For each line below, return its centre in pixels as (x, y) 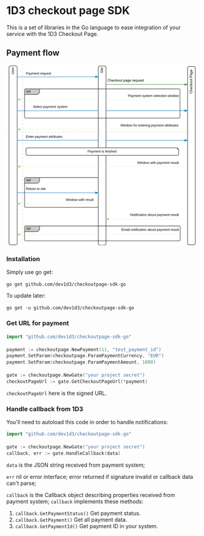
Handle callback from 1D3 (45, 409)
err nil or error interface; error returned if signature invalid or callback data (100, 476)
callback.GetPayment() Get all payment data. (71, 520)
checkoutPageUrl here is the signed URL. (57, 393)
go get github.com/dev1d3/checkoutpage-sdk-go (66, 284)
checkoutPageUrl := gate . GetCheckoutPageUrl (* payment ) (77, 381)
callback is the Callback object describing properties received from (91, 495)
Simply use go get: (30, 272)
